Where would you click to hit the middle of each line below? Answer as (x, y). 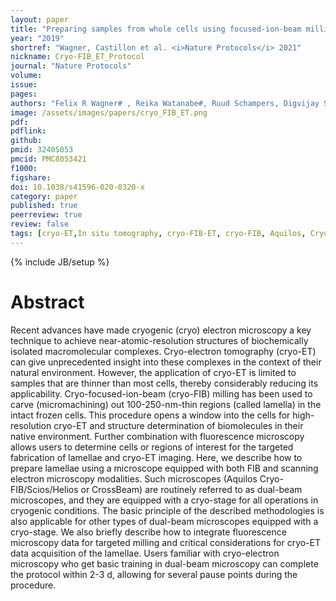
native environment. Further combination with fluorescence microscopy (157, 436)
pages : (24, 94)
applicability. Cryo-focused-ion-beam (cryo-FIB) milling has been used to (161, 393)
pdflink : (28, 131)
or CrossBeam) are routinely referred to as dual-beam (191, 489)
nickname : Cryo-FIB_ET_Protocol (77, 57)
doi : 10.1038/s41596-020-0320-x (77, 187)
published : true (44, 206)
